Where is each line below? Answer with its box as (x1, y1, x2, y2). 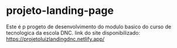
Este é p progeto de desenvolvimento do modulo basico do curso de (6, 23, 172, 30)
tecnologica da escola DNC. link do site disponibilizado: (6, 29, 141, 36)
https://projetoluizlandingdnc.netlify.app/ (6, 35, 105, 42)
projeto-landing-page (6, 4, 114, 17)
